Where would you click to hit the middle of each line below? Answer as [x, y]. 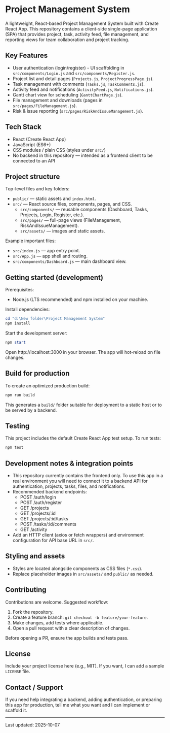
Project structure [33, 176]
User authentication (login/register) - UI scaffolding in [69, 68]
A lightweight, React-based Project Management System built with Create [82, 23]
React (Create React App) [39, 139]
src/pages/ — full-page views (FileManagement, [71, 220]
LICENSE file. [18, 672]
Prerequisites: [20, 290]
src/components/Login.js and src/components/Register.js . [74, 73]
